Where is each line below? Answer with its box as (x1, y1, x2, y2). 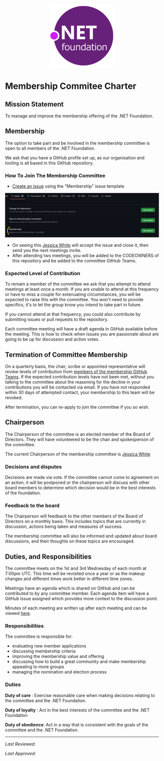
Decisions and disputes (5, 463, 62, 470)
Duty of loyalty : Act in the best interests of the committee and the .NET (5, 707, 150, 713)
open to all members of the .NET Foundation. (5, 145, 95, 151)
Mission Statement (5, 100, 64, 109)
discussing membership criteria (12, 648, 76, 654)
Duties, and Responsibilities (5, 552, 92, 561)
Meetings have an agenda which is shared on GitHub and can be (5, 586, 135, 591)
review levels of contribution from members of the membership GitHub (5, 369, 147, 374)
